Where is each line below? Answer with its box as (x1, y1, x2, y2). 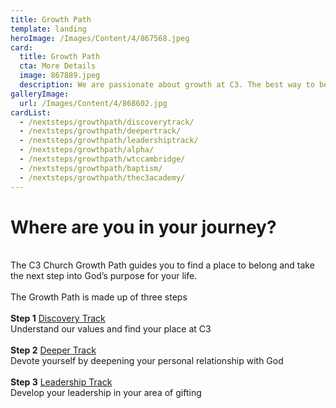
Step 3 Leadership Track (10, 376, 113, 388)
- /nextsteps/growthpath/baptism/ (19, 163, 163, 173)
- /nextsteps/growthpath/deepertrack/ (19, 126, 182, 136)
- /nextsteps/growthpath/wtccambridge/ (19, 154, 186, 164)
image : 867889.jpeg (19, 71, 101, 81)
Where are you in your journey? (10, 216, 277, 238)
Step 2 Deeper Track (10, 344, 97, 356)
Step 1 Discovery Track (10, 312, 106, 325)
